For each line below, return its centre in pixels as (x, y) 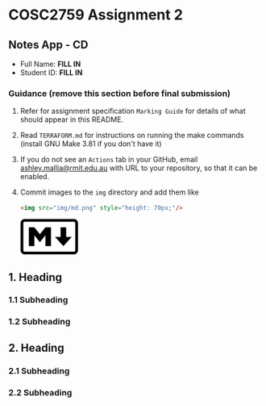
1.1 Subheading (38, 300)
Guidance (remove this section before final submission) (120, 93)
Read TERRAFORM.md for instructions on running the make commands (132, 136)
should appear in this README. (71, 119)
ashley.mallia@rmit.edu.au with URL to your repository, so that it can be (139, 168)
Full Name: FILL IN (50, 64)
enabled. (35, 177)
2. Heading (36, 347)
